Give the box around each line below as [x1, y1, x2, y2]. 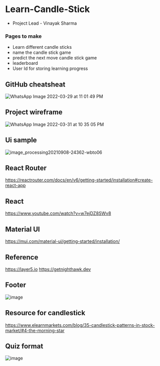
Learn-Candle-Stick [5, 4, 90, 15]
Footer [5, 281, 27, 290]
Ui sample [5, 136, 37, 144]
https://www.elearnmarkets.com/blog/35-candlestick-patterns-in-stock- [5, 322, 155, 328]
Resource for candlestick [5, 309, 85, 317]
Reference [5, 253, 39, 261]
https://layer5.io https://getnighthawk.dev [5, 266, 91, 272]
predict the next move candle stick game [12, 55, 97, 61]
